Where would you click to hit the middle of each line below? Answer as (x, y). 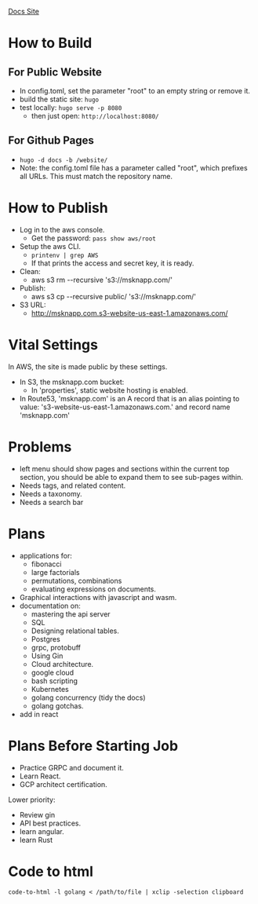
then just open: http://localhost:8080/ (95, 116)
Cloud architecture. (62, 664)
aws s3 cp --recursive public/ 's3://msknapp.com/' (113, 296)
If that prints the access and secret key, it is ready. (113, 263)
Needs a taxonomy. (51, 493)
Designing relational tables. (75, 631)
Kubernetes (50, 689)
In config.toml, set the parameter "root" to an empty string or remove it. (135, 91)
